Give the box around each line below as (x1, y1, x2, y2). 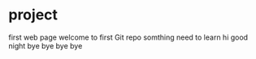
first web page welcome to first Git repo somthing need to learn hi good (8, 32, 249, 42)
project (8, 6, 59, 24)
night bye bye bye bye (8, 40, 83, 50)
